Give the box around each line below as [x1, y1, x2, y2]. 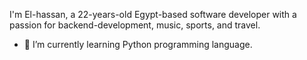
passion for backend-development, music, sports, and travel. [9, 19, 261, 31]
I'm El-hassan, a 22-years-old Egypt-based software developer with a [9, 9, 297, 20]
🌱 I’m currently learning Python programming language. [23, 39, 253, 50]
